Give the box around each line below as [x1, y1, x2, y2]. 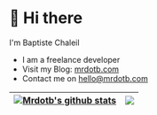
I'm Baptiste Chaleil [9, 37, 80, 48]
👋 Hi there [9, 8, 82, 28]
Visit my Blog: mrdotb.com [21, 64, 120, 74]
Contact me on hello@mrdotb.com [21, 73, 148, 83]
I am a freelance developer [21, 54, 121, 65]
